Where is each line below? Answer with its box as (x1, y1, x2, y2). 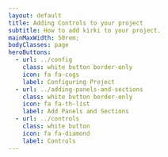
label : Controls (22, 136, 77, 145)
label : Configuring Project (22, 78, 115, 86)
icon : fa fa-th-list (22, 100, 90, 108)
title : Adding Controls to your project (8, 19, 144, 27)
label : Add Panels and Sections (22, 108, 129, 116)
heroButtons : (8, 48, 52, 56)
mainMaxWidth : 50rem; (8, 33, 80, 42)
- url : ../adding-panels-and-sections (15, 85, 144, 94)
